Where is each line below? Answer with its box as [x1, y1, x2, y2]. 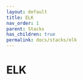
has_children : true [6, 32, 56, 38]
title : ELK [6, 15, 34, 21]
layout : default [6, 8, 47, 15]
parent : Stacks [6, 25, 45, 32]
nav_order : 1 [6, 20, 39, 26]
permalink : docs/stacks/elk [6, 37, 78, 43]
